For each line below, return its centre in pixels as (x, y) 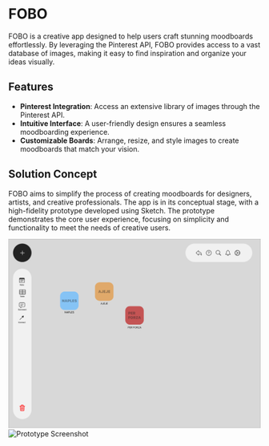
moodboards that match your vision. (80, 148)
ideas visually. (32, 62)
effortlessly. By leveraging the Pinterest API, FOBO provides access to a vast (134, 44)
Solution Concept (53, 174)
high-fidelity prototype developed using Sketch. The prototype (111, 210)
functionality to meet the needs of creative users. (89, 227)
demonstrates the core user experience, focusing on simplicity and (119, 219)
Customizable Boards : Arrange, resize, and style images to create (129, 140)
